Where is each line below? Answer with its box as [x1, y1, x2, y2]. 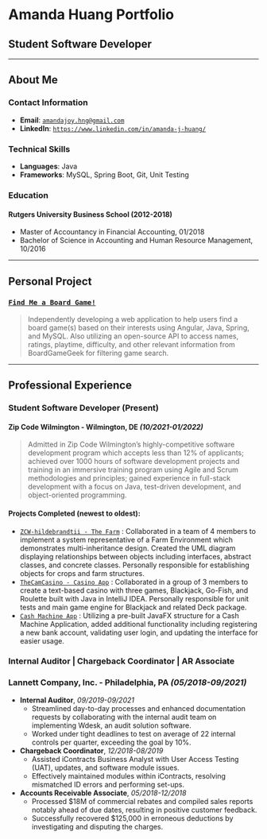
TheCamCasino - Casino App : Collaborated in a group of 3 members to [19, 577, 249, 586]
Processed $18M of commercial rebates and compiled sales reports [31, 796, 253, 806]
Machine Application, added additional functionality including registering [19, 619, 258, 628]
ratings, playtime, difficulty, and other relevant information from [27, 339, 236, 349]
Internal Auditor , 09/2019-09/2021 [19, 695, 135, 705]
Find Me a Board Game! [8, 298, 96, 307]
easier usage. [19, 636, 65, 645]
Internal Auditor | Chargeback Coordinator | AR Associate [8, 655, 235, 667]
